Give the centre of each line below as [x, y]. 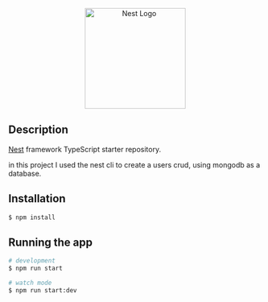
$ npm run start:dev [43, 290]
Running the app [50, 242]
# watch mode [30, 283]
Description [38, 130]
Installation [37, 199]
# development [32, 261]
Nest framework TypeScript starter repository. [85, 149]
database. [25, 173]
